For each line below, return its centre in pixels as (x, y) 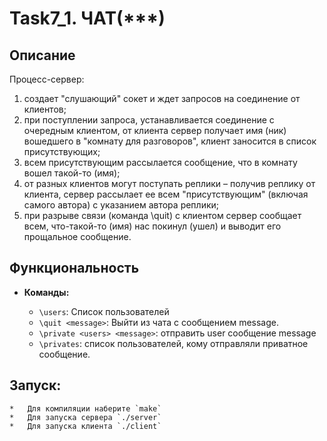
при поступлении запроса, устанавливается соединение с (149, 120)
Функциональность (74, 268)
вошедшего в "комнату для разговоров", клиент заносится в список (170, 141)
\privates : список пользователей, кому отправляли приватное (173, 343)
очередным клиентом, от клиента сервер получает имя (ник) (155, 130)
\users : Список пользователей (104, 311)
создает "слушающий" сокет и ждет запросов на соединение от (162, 98)
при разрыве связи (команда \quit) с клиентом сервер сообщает (162, 215)
